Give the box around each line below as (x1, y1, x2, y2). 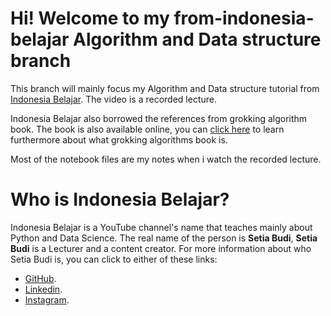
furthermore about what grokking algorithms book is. (10, 133, 228, 146)
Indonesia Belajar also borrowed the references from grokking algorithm (10, 112, 308, 124)
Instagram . (24, 293, 70, 306)
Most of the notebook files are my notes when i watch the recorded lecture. (10, 153, 322, 165)
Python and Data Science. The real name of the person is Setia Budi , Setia (10, 232, 318, 244)
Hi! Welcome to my (10, 7, 170, 30)
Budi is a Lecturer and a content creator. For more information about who (10, 242, 312, 254)
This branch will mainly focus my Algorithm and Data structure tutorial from (10, 82, 320, 94)
